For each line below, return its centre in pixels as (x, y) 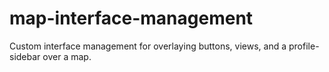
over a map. (67, 56)
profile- (304, 46)
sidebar (25, 56)
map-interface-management (131, 18)
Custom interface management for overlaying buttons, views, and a (148, 46)
